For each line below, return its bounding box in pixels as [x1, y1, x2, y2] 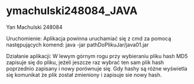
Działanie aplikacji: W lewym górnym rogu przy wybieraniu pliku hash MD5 [6, 52, 188, 59]
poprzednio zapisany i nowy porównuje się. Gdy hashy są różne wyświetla [6, 65, 187, 72]
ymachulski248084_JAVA [6, 4, 138, 18]
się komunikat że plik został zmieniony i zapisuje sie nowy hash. [6, 71, 162, 78]
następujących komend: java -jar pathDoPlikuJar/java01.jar [6, 41, 149, 48]
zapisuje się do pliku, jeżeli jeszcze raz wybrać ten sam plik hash [6, 59, 164, 66]
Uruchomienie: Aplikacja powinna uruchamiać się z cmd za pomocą [6, 35, 172, 42]
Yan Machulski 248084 [6, 23, 63, 31]
